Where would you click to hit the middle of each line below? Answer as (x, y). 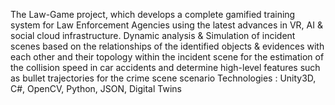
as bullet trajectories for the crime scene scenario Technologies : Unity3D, (163, 78)
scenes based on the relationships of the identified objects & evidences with (167, 46)
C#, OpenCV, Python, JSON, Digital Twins (96, 88)
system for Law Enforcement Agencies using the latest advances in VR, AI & (166, 25)
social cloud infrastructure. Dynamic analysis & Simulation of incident (153, 35)
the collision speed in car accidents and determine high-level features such (165, 67)
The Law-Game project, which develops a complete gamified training (153, 14)
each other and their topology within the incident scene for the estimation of (167, 57)
